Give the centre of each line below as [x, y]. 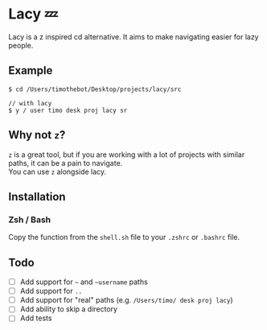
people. [21, 45]
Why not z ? [37, 135]
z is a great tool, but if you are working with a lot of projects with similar [127, 155]
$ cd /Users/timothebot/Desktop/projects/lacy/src [95, 89]
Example [31, 70]
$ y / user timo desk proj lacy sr [68, 110]
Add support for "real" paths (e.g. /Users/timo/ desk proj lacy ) [126, 300]
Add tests [36, 318]
